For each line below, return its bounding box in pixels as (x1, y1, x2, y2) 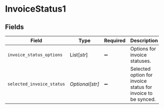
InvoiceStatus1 (5, 3, 66, 15)
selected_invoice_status (7, 81, 65, 87)
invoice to (130, 90, 153, 96)
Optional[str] (70, 81, 100, 87)
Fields (5, 23, 24, 31)
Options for (130, 45, 156, 52)
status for (130, 84, 152, 91)
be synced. (130, 96, 156, 103)
